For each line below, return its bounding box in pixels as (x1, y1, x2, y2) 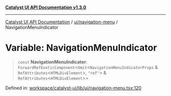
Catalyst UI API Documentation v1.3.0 (5, 5, 87, 10)
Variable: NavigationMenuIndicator (5, 42, 157, 54)
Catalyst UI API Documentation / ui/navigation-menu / (5, 19, 118, 25)
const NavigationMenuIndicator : (17, 58, 88, 65)
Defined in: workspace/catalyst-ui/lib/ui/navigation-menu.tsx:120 (5, 85, 141, 91)
